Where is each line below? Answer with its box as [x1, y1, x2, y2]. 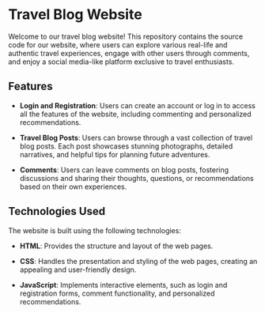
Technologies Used [8, 205, 105, 218]
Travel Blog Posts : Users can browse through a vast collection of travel [19, 133, 253, 142]
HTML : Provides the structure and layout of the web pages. [19, 241, 214, 251]
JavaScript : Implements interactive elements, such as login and [19, 280, 228, 289]
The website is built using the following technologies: [8, 225, 182, 235]
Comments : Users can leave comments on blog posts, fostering [19, 164, 229, 175]
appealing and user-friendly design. [19, 265, 137, 274]
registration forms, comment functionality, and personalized [19, 288, 215, 298]
